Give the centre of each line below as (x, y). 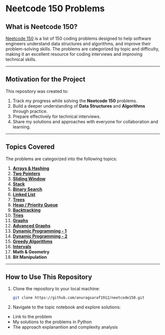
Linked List (24, 194)
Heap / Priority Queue (35, 205)
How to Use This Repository (49, 277)
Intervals (22, 247)
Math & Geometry (31, 251)
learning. (22, 127)
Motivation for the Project (46, 79)
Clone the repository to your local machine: (56, 289)
